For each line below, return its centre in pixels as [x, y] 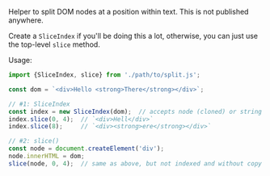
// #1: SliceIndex [39, 104]
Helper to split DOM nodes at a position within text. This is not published [129, 12]
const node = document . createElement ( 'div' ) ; [86, 149]
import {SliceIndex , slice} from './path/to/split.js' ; [104, 75]
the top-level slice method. [55, 44]
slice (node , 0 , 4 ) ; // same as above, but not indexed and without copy [135, 163]
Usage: [20, 60]
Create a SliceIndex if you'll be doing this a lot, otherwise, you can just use [133, 36]
